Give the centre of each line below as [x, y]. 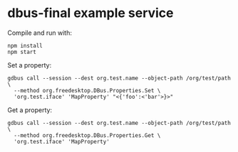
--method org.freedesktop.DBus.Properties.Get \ [87, 135]
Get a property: [30, 110]
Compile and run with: [40, 33]
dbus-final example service [90, 13]
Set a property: [30, 65]
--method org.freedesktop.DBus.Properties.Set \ [87, 90]
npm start [22, 52]
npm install [25, 45]
